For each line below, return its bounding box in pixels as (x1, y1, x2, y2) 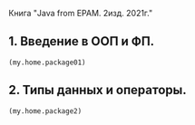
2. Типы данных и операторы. (8, 82, 187, 98)
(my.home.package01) (8, 58, 87, 67)
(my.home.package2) (8, 106, 83, 116)
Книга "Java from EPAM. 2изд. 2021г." (8, 8, 153, 18)
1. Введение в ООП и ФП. (8, 34, 155, 49)
